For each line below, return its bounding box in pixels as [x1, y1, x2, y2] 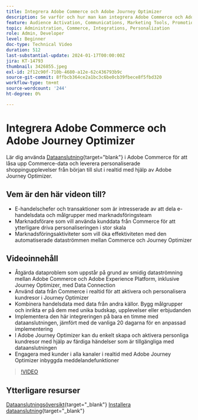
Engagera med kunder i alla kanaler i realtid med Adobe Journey [14, 350, 171, 357]
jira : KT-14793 [6, 58, 44, 64]
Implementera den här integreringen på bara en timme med [14, 313, 159, 320]
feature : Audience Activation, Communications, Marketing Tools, [6, 19, 170, 25]
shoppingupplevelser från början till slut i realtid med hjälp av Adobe [6, 166, 172, 173]
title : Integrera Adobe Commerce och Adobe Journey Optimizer [6, 8, 162, 15]
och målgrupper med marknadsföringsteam [46, 211, 152, 218]
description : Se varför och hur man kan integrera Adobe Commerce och [6, 14, 183, 20]
